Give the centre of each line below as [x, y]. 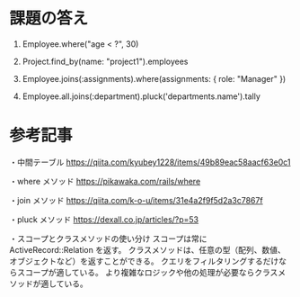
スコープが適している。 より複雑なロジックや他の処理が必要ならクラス [147, 272]
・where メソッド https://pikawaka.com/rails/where [105, 181]
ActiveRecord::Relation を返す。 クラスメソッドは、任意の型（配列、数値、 [147, 249]
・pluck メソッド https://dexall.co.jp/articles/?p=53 [104, 219]
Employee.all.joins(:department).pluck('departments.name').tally [141, 96]
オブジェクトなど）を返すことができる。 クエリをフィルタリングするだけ [144, 261]
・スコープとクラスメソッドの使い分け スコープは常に [108, 238]
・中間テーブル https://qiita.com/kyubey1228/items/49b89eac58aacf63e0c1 [150, 162]
